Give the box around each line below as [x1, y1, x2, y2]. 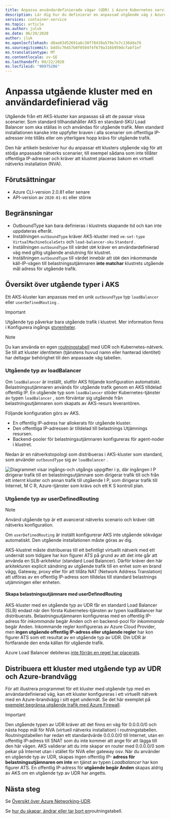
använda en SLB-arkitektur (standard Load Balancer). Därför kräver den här [5, 558, 163, 564]
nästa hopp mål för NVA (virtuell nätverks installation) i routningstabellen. [5, 727, 158, 733]
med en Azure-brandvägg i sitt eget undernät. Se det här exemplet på [5, 696, 151, 702]
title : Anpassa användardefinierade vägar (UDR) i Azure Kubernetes [5, 7, 153, 13]
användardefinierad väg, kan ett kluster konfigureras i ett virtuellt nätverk [5, 691, 158, 697]
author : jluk [5, 36, 33, 41]
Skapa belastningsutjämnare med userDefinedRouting [5, 591, 122, 597]
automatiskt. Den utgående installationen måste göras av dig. [5, 537, 133, 543]
